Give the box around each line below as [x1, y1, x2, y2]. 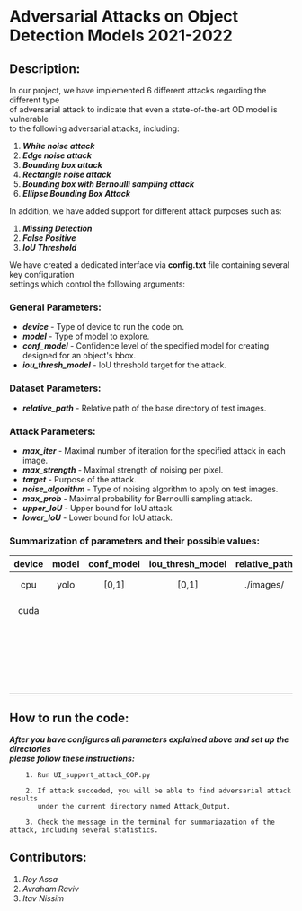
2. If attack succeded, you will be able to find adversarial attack [25, 786, 292, 795]
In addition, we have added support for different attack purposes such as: [9, 206, 282, 217]
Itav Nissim [22, 892, 65, 904]
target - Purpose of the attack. [22, 473, 137, 484]
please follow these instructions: [9, 753, 135, 764]
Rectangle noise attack [22, 169, 111, 180]
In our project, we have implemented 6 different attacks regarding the [9, 85, 267, 95]
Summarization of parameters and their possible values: [9, 535, 261, 547]
